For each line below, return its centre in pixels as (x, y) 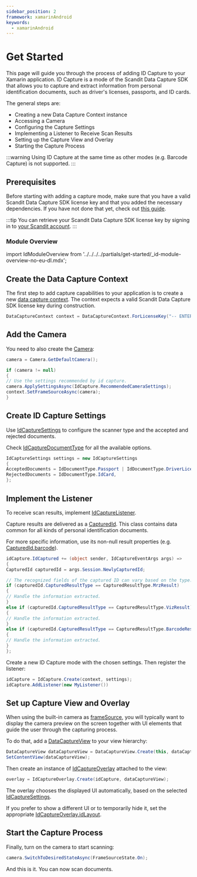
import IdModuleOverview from (44, 254)
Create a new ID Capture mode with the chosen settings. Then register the (96, 662)
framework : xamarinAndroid (39, 17)
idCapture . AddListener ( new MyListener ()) (57, 685)
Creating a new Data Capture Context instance (71, 115)
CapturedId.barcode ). (32, 547)
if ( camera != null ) (31, 370)
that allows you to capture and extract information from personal (84, 86)
